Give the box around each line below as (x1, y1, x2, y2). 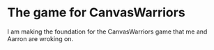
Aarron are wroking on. (7, 34, 74, 42)
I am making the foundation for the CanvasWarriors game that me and (7, 27, 208, 36)
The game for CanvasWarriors (7, 5, 186, 21)
